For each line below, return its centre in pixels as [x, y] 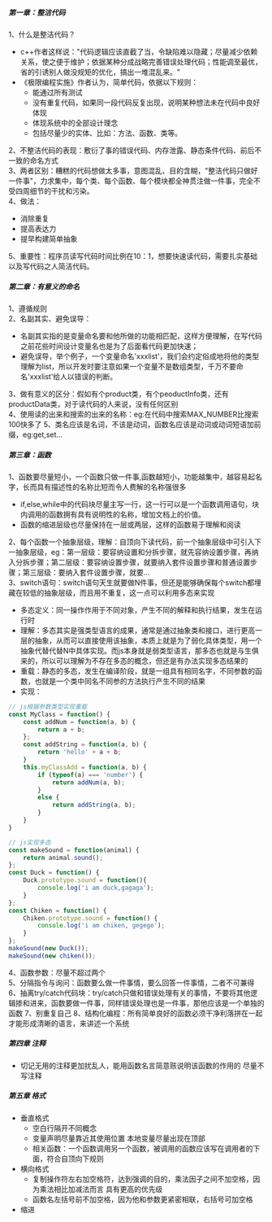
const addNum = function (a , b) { [80, 722]
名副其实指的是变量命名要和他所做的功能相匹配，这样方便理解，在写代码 [141, 336]
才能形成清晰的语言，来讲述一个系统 [69, 1023]
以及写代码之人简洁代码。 [51, 266]
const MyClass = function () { [60, 714]
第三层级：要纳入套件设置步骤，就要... [86, 572]
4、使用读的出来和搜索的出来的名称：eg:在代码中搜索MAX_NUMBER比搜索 [134, 414]
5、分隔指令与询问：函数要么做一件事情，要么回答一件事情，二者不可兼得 [132, 982]
